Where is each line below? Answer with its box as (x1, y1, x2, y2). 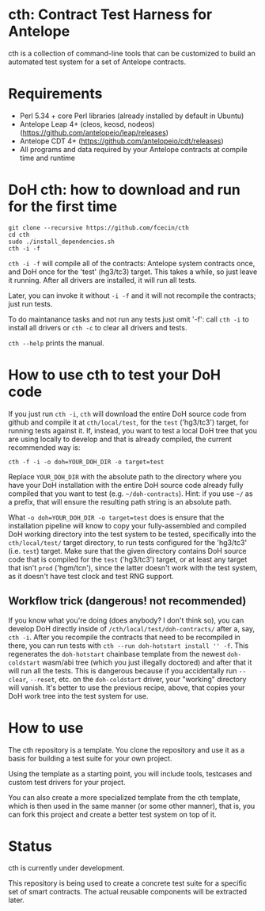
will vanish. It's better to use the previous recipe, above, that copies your (8, 683, 245, 692)
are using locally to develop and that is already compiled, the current (8, 434, 232, 444)
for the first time (8, 198, 117, 215)
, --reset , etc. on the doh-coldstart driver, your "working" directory (25, 674, 247, 684)
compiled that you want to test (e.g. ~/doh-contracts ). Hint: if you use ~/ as (8, 489, 253, 498)
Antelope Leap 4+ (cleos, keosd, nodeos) (19, 119, 156, 128)
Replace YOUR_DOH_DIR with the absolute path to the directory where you (8, 471, 242, 481)
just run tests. (8, 299, 53, 308)
